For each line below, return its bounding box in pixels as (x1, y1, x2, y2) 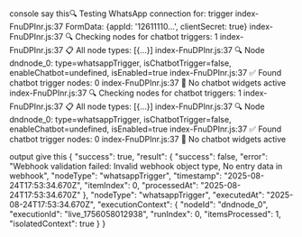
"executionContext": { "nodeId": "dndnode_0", (97, 199, 269, 210)
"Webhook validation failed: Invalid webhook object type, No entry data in (9, 161, 283, 171)
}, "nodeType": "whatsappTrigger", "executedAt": (82, 189, 265, 200)
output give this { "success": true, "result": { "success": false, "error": (9, 151, 269, 161)
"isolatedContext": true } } (9, 218, 106, 229)
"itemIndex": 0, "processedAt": (84, 180, 199, 190)
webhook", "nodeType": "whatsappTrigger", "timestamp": (9, 170, 223, 181)
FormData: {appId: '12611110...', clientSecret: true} (65, 22, 248, 32)
